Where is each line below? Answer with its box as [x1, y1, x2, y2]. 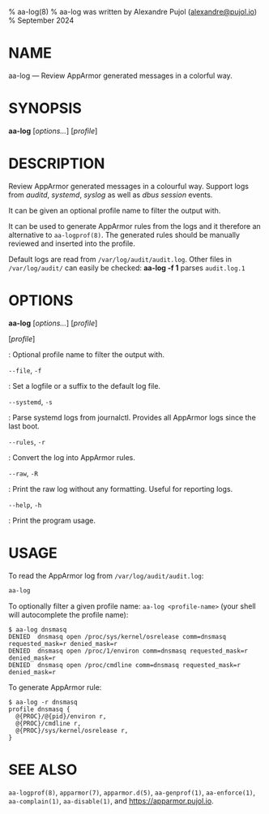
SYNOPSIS [8, 99, 83, 118]
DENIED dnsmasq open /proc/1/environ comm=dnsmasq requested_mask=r [8, 647, 249, 655]
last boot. [8, 421, 41, 431]
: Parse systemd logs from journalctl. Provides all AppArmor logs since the [8, 412, 257, 422]
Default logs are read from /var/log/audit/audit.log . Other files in [8, 254, 233, 264]
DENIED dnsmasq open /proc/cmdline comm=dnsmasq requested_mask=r [8, 661, 241, 669]
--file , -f [8, 365, 42, 375]
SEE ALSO [8, 760, 78, 778]
